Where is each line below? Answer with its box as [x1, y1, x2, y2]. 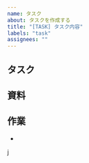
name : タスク [7, 10, 42, 17]
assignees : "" [7, 36, 49, 43]
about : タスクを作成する [7, 17, 71, 24]
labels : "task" [7, 29, 51, 37]
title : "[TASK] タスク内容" [7, 23, 83, 30]
